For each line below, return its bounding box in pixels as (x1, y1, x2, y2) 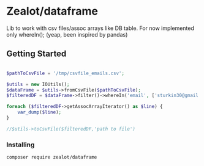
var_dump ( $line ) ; (17, 109, 62, 115)
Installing (6, 140, 35, 149)
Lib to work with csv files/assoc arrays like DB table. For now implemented (6, 24, 194, 32)
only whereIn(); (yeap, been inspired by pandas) (6, 31, 128, 38)
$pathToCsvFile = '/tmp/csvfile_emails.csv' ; (6, 70, 124, 76)
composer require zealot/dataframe (6, 154, 97, 161)
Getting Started (6, 49, 67, 59)
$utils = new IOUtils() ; (6, 81, 70, 87)
